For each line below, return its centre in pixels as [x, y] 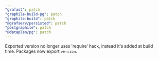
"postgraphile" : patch [28, 28]
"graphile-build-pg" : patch [34, 14]
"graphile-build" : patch [30, 19]
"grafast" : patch [23, 10]
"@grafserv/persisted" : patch [36, 23]
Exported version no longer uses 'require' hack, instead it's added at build [79, 46]
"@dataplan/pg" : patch [28, 32]
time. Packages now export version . [41, 51]
